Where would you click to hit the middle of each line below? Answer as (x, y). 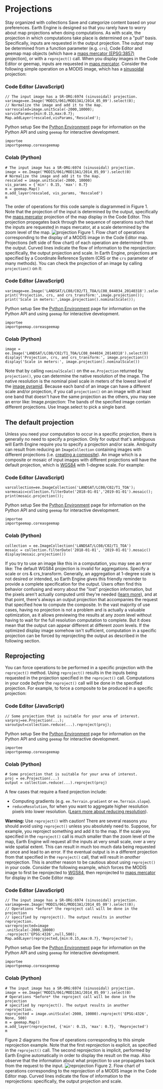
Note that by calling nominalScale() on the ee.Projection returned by (74, 371)
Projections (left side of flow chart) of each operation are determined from (79, 242)
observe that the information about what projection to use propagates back (80, 1060)
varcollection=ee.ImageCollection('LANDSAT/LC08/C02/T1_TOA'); (70, 488)
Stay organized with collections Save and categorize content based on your (81, 22)
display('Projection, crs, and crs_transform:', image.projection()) (77, 358)
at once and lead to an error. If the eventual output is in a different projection (81, 852)
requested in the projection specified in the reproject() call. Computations (80, 678)
